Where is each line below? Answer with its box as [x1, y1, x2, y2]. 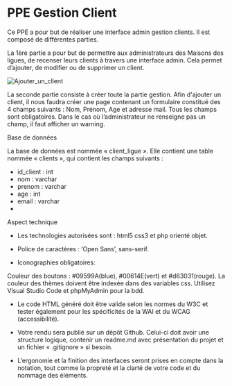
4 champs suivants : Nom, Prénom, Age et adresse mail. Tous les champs [7, 105, 217, 113]
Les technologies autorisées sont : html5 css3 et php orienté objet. [17, 231, 208, 240]
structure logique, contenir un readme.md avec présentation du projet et [17, 335, 224, 344]
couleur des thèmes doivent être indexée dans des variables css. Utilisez [7, 279, 215, 287]
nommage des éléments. [17, 371, 88, 379]
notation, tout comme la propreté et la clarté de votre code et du [17, 363, 201, 372]
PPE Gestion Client [7, 5, 117, 21]
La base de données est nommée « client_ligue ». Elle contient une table [7, 146, 213, 155]
